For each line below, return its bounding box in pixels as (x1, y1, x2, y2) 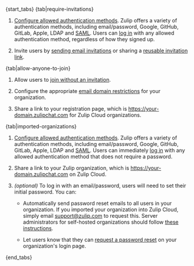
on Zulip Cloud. (69, 171, 107, 178)
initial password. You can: (14, 188, 77, 195)
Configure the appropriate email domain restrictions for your (14, 88, 160, 94)
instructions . (22, 225, 54, 232)
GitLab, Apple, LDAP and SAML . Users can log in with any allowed (14, 29, 175, 36)
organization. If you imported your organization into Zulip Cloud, (22, 206, 179, 213)
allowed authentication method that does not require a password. (14, 153, 173, 160)
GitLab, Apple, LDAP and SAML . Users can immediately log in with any (14, 147, 185, 154)
